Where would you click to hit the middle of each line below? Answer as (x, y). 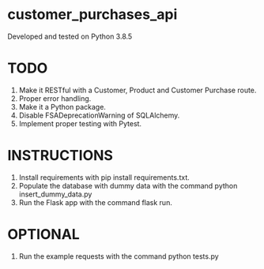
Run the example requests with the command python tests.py (119, 256)
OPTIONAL (43, 234)
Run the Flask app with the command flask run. (96, 202)
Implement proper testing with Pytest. (80, 123)
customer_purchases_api (92, 15)
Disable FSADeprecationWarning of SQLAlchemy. (99, 115)
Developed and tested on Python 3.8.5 (70, 36)
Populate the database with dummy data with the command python (128, 185)
